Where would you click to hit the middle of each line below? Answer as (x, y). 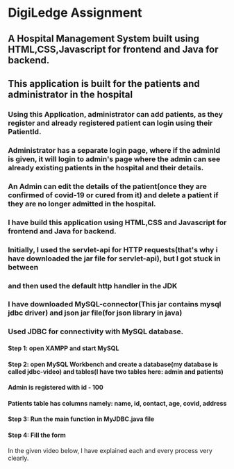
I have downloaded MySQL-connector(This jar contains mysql (115, 304)
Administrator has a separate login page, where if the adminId (114, 150)
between (23, 267)
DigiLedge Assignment (75, 13)
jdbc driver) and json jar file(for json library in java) (95, 313)
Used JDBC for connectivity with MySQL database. (96, 331)
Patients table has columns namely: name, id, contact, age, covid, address (117, 403)
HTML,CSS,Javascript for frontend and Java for (113, 49)
